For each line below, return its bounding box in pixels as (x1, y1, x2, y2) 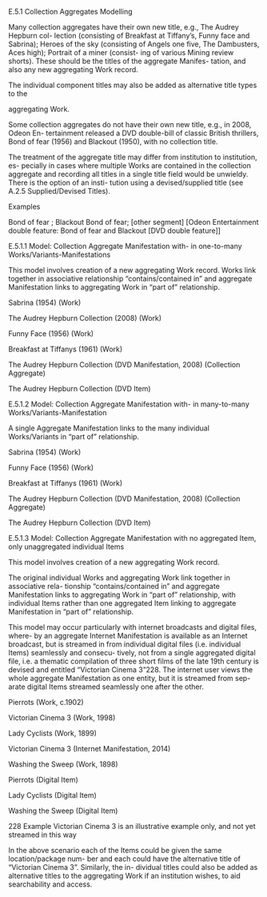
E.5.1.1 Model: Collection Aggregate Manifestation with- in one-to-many (8, 242, 242, 250)
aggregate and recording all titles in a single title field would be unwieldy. (8, 170, 249, 178)
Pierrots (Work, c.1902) (8, 698, 84, 707)
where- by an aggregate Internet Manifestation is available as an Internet (8, 631, 248, 640)
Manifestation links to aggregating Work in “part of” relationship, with (8, 590, 236, 599)
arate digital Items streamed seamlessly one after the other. (8, 682, 204, 691)
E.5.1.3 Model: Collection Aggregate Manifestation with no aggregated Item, (8, 534, 257, 543)
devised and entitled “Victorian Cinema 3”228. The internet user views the (8, 665, 253, 675)
